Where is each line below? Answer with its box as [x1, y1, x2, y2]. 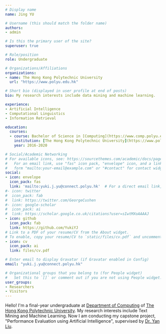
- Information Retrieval [5, 115, 56, 121]
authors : [5, 25, 23, 30]
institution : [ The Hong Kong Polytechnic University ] [14, 139, 127, 144]
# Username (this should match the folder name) [5, 21, 107, 26]
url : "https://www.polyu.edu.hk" [9, 79, 79, 84]
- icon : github [5, 216, 37, 221]
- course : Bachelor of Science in [9, 134, 81, 139]
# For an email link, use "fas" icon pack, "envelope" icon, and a [5, 161, 152, 166]
